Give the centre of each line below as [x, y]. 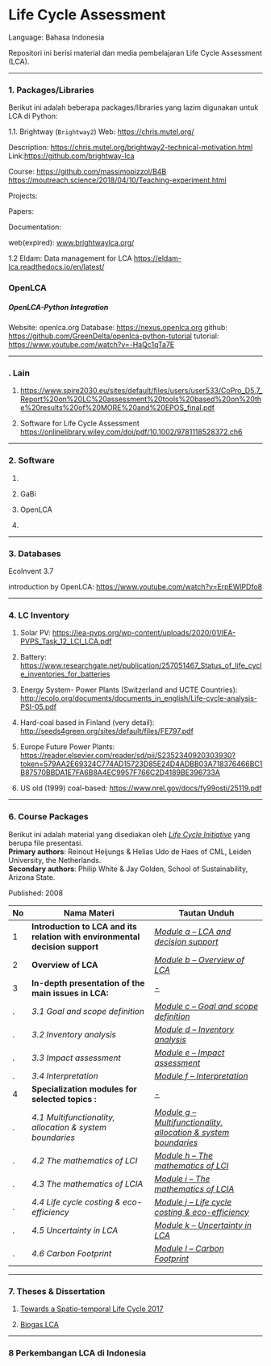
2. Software [31, 460]
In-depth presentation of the [88, 983]
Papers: [21, 212]
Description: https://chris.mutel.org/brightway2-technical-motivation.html [131, 148]
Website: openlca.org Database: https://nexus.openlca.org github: [118, 328]
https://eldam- [157, 258]
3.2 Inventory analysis [74, 1034]
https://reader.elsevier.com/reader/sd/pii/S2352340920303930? [128, 756]
